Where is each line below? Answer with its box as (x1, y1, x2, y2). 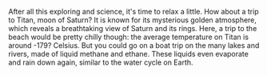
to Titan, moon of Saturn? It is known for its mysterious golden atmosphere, (8, 15, 257, 25)
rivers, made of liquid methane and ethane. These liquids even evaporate (8, 49, 249, 58)
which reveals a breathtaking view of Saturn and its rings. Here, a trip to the (8, 24, 257, 33)
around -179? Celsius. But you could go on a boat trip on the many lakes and (8, 41, 260, 50)
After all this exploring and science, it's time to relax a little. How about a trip (8, 7, 259, 16)
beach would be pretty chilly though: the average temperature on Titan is (8, 32, 249, 41)
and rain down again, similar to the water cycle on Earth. (8, 57, 193, 67)
